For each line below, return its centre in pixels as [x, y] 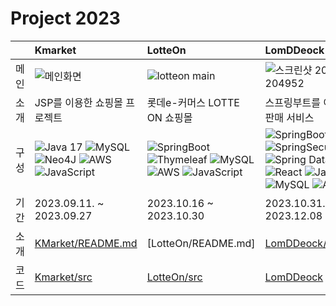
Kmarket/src [63, 277]
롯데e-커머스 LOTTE [193, 102]
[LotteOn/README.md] [201, 243]
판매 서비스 [289, 117]
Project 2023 [65, 18]
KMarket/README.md [86, 243]
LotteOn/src [174, 277]
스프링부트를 [292, 102]
